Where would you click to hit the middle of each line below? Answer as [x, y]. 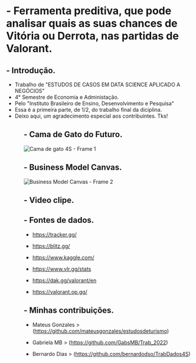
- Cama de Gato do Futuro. [73, 134]
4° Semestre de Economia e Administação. [67, 97]
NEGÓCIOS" [30, 91]
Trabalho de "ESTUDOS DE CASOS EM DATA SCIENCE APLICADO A [97, 85]
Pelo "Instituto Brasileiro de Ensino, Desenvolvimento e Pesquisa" [94, 103]
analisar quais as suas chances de [92, 23]
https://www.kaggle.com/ [63, 257]
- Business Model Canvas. [73, 168]
